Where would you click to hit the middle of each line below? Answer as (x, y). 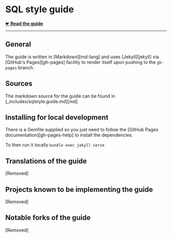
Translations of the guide (46, 161)
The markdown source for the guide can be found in (60, 96)
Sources (19, 84)
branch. (26, 67)
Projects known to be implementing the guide (79, 189)
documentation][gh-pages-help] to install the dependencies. (69, 135)
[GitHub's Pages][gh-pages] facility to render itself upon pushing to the (81, 62)
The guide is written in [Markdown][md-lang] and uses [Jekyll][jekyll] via (82, 57)
